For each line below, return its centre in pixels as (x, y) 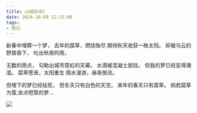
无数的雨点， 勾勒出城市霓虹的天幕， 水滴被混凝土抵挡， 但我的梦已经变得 (96, 65)
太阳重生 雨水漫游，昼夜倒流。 (81, 73)
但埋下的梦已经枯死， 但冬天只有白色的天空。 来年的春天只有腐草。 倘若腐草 (99, 85)
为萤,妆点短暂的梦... (30, 92)
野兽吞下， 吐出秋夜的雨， (38, 53)
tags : (13, 22)
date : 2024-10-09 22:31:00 (39, 17)
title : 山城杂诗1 (26, 11)
